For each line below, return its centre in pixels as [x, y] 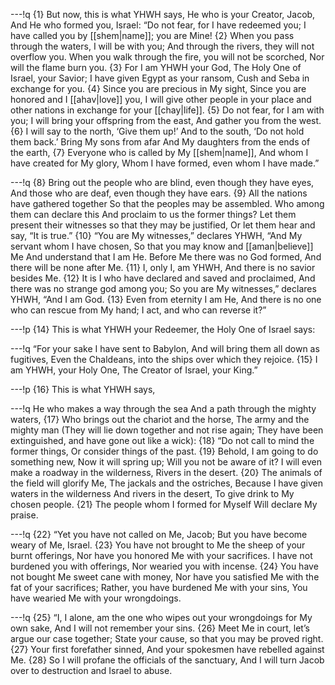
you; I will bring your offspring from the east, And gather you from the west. [166, 120]
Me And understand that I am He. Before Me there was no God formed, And [166, 257]
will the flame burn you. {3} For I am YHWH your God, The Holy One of [156, 67]
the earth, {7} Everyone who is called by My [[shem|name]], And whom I [159, 152]
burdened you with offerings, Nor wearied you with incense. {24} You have [164, 566]
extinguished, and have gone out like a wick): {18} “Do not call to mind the [162, 440]
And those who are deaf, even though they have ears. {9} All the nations [159, 193]
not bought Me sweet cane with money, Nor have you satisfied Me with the [165, 577]
